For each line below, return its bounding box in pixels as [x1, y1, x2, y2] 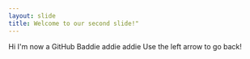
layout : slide [8, 11, 57, 20]
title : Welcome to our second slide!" [8, 19, 139, 27]
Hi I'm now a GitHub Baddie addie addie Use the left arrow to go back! [8, 41, 243, 51]
